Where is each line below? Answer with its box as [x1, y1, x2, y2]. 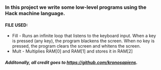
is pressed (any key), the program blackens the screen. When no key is [12, 38, 155, 44]
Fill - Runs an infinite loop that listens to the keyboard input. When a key [12, 33, 157, 39]
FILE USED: [5, 22, 28, 28]
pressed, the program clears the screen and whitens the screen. [12, 43, 141, 49]
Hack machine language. [5, 10, 65, 17]
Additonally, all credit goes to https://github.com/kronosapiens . [5, 59, 138, 65]
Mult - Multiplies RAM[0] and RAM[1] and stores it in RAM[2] [12, 48, 133, 54]
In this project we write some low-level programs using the [5, 4, 147, 11]
